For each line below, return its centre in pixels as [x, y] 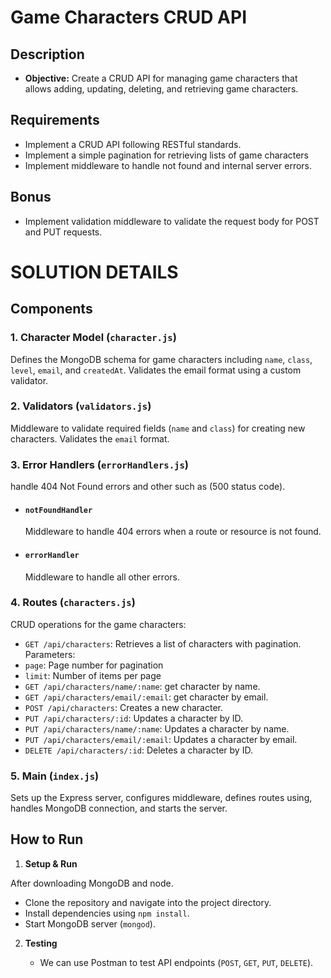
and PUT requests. [63, 232]
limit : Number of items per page [93, 675]
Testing [41, 943]
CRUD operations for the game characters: [98, 624]
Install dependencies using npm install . [107, 913]
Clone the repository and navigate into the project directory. [148, 902]
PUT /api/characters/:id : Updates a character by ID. [134, 718]
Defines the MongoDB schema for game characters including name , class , [161, 359]
